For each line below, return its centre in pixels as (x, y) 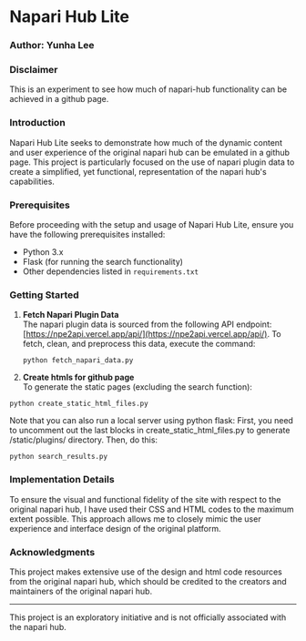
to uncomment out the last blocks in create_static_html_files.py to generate (150, 431)
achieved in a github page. (59, 99)
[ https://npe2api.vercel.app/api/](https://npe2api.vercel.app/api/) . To (152, 334)
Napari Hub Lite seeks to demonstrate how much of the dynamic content (146, 142)
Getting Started (44, 295)
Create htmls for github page (78, 377)
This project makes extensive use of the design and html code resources (146, 572)
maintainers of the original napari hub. (81, 591)
